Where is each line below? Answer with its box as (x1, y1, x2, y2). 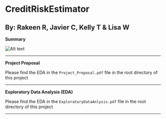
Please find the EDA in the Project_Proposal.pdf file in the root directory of (5, 70, 158, 75)
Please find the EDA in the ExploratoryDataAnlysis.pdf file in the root (5, 99, 146, 104)
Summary (5, 36, 26, 42)
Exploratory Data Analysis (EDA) (5, 89, 73, 95)
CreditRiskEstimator (5, 3, 90, 15)
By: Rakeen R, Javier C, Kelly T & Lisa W (5, 23, 129, 32)
